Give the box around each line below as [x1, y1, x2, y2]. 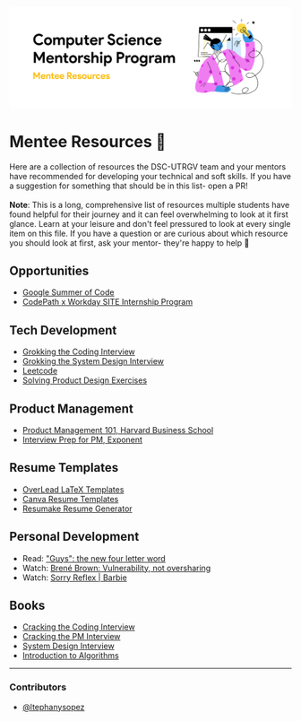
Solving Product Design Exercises [21, 375, 148, 386]
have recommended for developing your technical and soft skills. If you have [9, 170, 291, 181]
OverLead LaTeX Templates [21, 483, 125, 495]
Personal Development [9, 529, 140, 544]
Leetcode [21, 366, 58, 377]
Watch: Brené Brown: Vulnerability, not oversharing [21, 562, 211, 573]
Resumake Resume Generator [21, 503, 133, 514]
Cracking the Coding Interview [21, 621, 136, 632]
